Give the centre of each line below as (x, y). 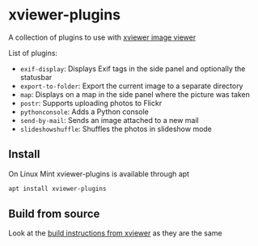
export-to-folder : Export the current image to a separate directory (131, 86)
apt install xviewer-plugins (57, 189)
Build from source (54, 214)
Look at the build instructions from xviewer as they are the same (115, 233)
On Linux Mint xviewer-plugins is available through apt (99, 174)
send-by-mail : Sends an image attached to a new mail (110, 120)
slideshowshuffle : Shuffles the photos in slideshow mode (116, 129)
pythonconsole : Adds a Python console (85, 112)
